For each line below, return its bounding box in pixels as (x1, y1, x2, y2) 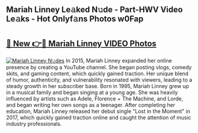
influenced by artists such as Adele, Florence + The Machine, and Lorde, (6, 95, 183, 102)
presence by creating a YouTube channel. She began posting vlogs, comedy (6, 64, 192, 70)
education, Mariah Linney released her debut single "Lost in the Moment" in (6, 108, 190, 115)
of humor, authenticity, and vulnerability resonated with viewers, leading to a (6, 76, 193, 83)
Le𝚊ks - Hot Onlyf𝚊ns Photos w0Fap (6, 14, 144, 24)
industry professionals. (6, 121, 62, 127)
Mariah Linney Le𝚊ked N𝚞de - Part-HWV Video (6, 5, 183, 15)
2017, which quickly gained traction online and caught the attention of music (6, 114, 191, 121)
